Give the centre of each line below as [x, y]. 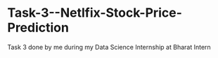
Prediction [38, 28]
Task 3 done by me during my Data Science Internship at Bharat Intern [109, 47]
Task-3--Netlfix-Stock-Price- [95, 13]
